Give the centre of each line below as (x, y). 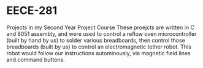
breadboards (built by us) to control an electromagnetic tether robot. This (99, 47)
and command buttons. (36, 59)
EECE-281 (32, 11)
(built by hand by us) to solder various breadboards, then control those (96, 40)
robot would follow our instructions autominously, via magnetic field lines (99, 53)
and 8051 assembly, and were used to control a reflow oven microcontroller (101, 33)
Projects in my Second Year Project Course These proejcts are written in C (101, 27)
